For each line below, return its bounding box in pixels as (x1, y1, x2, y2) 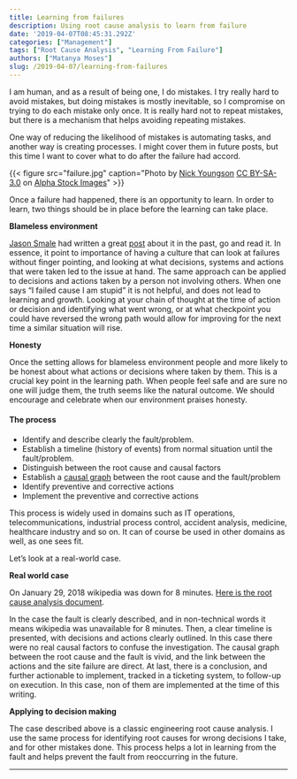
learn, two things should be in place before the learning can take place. (9, 203, 269, 214)
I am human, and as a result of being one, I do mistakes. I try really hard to (9, 86, 279, 97)
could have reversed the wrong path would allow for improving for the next (9, 313, 281, 324)
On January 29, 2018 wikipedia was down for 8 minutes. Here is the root (9, 587, 272, 598)
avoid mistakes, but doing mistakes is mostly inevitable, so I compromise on (9, 95, 286, 106)
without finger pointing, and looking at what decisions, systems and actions (9, 256, 285, 267)
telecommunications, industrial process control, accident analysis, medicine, (9, 517, 287, 528)
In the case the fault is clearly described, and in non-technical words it (9, 614, 266, 624)
